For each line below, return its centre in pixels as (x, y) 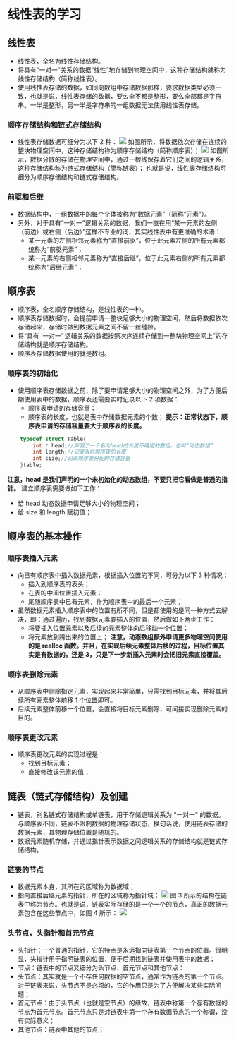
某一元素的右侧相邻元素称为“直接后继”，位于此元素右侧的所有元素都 (126, 258)
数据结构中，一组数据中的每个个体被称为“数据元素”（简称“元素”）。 (114, 214)
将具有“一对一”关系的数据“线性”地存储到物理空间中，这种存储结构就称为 (122, 70)
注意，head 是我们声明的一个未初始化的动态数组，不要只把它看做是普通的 (114, 480)
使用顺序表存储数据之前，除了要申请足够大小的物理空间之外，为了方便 (119, 390)
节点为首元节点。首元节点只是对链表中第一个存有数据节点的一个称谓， (119, 1011)
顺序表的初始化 (33, 373)
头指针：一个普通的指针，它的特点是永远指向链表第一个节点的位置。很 (119, 950)
